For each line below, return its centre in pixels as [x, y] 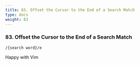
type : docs [17, 15]
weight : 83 [17, 19]
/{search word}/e [24, 48]
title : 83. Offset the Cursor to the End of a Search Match [70, 10]
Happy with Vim [22, 57]
